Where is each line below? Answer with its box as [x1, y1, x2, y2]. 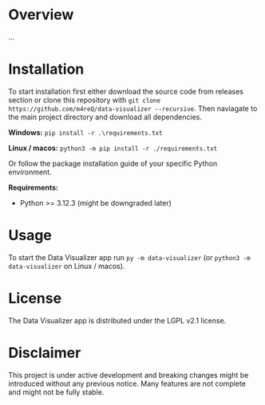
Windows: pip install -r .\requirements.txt [8, 127, 163, 137]
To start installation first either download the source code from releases [8, 86, 243, 96]
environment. [8, 166, 52, 177]
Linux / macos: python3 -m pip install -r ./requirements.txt [8, 142, 218, 153]
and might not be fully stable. [8, 387, 105, 397]
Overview [8, 6, 74, 24]
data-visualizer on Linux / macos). [8, 261, 125, 271]
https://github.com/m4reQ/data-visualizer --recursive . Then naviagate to [8, 103, 258, 113]
